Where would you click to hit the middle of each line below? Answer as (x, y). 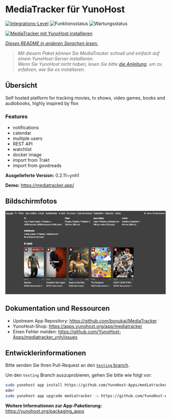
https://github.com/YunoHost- (89, 331)
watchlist (22, 150)
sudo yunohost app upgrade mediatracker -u (52, 396)
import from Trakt (31, 160)
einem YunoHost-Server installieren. (56, 58)
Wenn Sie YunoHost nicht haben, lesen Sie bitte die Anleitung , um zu (90, 64)
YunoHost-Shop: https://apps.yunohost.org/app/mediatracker (77, 326)
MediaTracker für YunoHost (65, 9)
